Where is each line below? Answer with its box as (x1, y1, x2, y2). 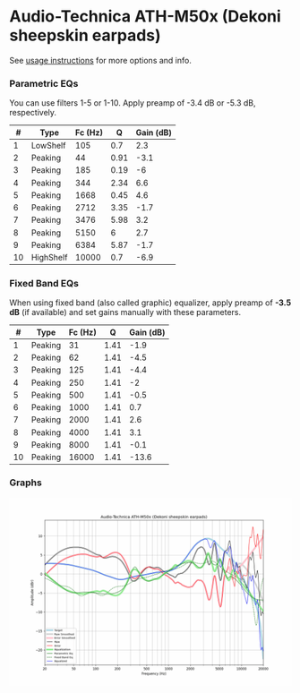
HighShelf (30, 252, 68, 263)
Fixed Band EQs (9, 277, 79, 289)
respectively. (9, 107, 56, 118)
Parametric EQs (9, 77, 79, 90)
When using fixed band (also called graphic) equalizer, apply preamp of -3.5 (9, 297, 292, 308)
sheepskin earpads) (9, 25, 161, 46)
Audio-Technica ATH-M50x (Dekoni (9, 6, 282, 27)
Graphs (9, 476, 42, 489)
